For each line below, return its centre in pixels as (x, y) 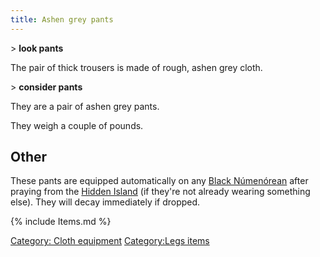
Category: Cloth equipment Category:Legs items (110, 241)
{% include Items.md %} (61, 222)
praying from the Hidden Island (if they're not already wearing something (160, 192)
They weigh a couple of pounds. (77, 125)
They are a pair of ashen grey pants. (85, 106)
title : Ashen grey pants (62, 19)
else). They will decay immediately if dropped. (105, 202)
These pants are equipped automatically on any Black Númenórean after (159, 181)
